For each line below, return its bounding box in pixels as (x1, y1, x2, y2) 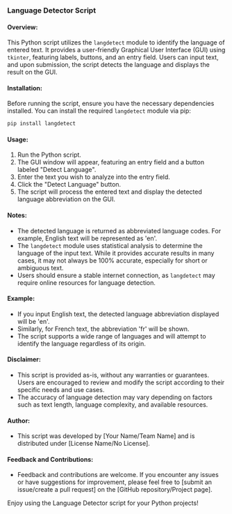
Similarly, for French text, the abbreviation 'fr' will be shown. (17, 325, 190, 333)
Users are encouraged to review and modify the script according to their (17, 378, 225, 387)
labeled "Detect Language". (17, 166, 97, 174)
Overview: (7, 23, 38, 31)
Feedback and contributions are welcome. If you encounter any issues (17, 471, 219, 479)
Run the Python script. (17, 150, 82, 159)
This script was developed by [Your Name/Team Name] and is (17, 432, 195, 440)
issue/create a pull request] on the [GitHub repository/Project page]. (17, 485, 213, 494)
